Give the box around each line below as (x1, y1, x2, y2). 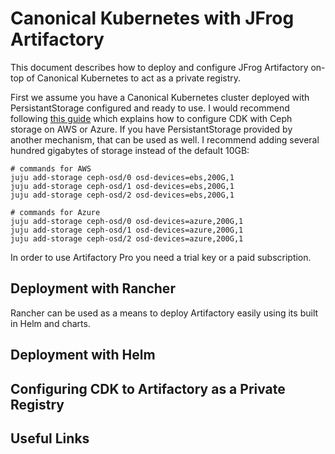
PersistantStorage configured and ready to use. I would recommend (10, 102, 290, 114)
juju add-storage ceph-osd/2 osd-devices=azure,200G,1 (10, 233, 244, 244)
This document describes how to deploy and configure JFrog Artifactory (10, 61, 309, 73)
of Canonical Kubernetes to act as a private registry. (26, 72, 242, 84)
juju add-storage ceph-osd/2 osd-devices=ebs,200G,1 (10, 190, 235, 200)
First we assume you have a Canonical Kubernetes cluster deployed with (10, 91, 310, 103)
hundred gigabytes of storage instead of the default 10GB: (10, 144, 250, 156)
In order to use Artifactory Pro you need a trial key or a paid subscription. (10, 251, 312, 263)
